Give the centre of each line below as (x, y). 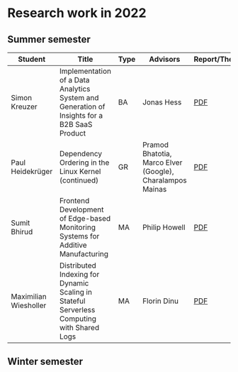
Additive (73, 245)
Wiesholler (29, 305)
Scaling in (75, 292)
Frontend (74, 201)
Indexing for (79, 274)
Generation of (82, 106)
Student (32, 59)
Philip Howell (164, 227)
